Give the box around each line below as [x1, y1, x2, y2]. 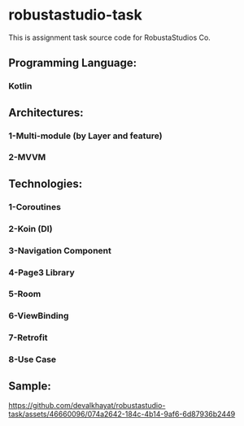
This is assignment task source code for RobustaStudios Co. [8, 33, 211, 42]
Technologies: [8, 176, 83, 190]
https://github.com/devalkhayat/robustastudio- [8, 401, 166, 411]
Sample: [8, 379, 51, 393]
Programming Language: [8, 56, 137, 70]
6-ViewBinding [8, 311, 69, 322]
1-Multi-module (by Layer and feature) [8, 130, 163, 141]
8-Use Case [8, 354, 57, 365]
